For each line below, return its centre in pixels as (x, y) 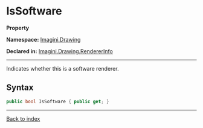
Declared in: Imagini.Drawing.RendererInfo (60, 51)
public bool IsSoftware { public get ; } (58, 101)
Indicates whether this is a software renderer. (63, 68)
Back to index (23, 118)
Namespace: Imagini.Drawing (43, 39)
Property (18, 28)
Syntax (20, 88)
